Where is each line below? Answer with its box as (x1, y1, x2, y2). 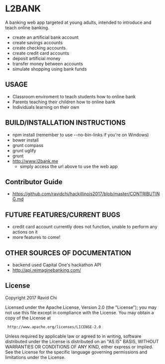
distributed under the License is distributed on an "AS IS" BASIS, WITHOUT (5, 338, 159, 344)
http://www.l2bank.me (12, 158, 59, 164)
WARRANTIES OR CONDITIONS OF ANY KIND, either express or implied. (5, 344, 153, 350)
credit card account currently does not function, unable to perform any (12, 224, 158, 230)
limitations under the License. (5, 354, 66, 360)
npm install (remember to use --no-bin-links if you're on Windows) (12, 132, 149, 138)
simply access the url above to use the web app (19, 163, 118, 169)
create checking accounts (12, 45, 66, 51)
